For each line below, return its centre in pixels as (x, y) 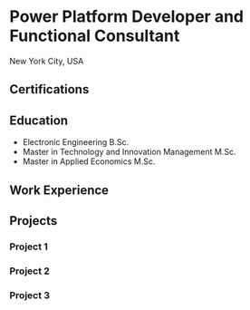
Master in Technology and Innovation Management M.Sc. (129, 152)
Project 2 (29, 271)
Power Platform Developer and (127, 17)
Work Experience (59, 190)
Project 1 (29, 247)
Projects (34, 221)
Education (39, 120)
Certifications (49, 89)
